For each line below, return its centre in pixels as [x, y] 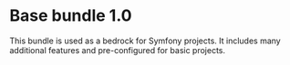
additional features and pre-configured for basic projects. [118, 50]
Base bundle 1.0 [71, 16]
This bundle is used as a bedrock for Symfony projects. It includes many [145, 41]
